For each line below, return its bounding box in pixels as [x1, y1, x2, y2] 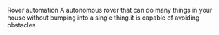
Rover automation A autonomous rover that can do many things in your [7, 6, 213, 14]
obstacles [7, 21, 36, 29]
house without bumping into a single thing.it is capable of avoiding [7, 13, 200, 22]
